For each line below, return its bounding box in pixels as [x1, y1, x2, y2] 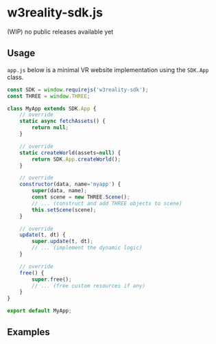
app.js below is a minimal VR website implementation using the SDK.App [7, 65, 209, 73]
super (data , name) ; [32, 187, 88, 194]
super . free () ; [32, 276, 72, 283]
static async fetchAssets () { [19, 118, 106, 125]
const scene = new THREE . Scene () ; [32, 194, 130, 200]
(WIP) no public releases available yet [7, 27, 114, 36]
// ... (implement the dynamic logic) [32, 244, 143, 251]
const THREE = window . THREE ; [7, 93, 91, 100]
